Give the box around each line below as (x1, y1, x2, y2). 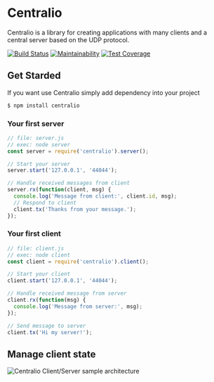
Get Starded (7, 70, 61, 82)
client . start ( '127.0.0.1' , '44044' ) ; (7, 277, 118, 284)
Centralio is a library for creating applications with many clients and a (7, 28, 207, 37)
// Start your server (7, 160, 71, 167)
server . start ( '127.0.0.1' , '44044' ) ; (7, 167, 118, 174)
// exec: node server (7, 141, 71, 148)
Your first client (7, 229, 62, 238)
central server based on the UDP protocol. (7, 35, 130, 44)
